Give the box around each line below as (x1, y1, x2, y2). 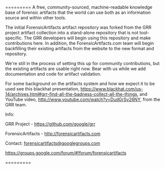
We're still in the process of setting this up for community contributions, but (5, 61, 160, 66)
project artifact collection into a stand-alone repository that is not (5, 30, 139, 35)
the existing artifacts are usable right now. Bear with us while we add (5, 66, 146, 72)
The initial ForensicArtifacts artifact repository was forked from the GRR (5, 24, 152, 30)
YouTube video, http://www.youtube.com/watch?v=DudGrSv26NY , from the (5, 96, 161, 102)
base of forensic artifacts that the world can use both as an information (5, 9, 151, 15)
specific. (5, 35, 23, 41)
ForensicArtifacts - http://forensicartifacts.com (5, 131, 101, 136)
